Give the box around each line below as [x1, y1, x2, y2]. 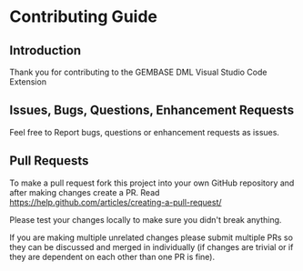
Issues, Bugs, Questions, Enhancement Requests [9, 103, 294, 118]
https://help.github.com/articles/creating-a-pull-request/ [9, 196, 222, 207]
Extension [9, 76, 47, 87]
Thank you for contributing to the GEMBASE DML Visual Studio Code [9, 66, 268, 77]
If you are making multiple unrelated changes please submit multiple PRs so [9, 232, 294, 243]
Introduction [9, 43, 82, 58]
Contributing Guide [9, 6, 157, 27]
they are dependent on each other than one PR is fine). [9, 251, 216, 262]
